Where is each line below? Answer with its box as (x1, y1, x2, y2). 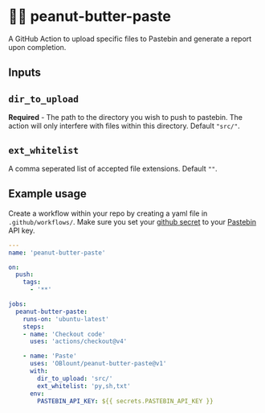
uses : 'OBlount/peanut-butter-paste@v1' (29, 360, 167, 368)
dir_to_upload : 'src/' (37, 374, 113, 382)
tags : (22, 278, 42, 287)
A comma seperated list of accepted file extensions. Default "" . (8, 163, 218, 173)
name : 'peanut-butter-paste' (8, 249, 106, 257)
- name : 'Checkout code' (22, 330, 106, 338)
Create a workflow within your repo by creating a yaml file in (8, 209, 208, 218)
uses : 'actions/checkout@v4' (29, 337, 128, 345)
